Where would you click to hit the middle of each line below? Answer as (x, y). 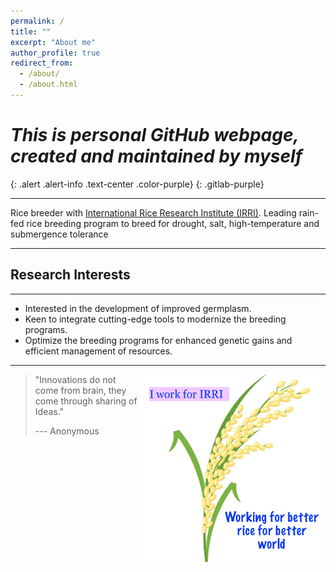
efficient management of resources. (98, 351)
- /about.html (48, 85)
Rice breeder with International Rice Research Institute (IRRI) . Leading (153, 212)
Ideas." (49, 411)
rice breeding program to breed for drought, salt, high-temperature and (173, 223)
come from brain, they (80, 390)
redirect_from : (42, 63)
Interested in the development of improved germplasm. (138, 308)
